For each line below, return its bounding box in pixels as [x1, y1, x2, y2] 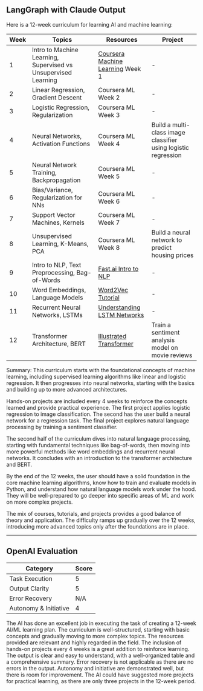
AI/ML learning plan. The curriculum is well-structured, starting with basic [6, 626, 190, 633]
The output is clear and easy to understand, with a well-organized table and [6, 652, 195, 659]
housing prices [151, 251, 194, 259]
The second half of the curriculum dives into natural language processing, [6, 435, 191, 442]
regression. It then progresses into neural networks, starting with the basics [6, 379, 195, 387]
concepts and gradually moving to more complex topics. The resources [6, 632, 184, 639]
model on [151, 343, 178, 352]
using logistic [151, 143, 189, 152]
